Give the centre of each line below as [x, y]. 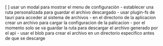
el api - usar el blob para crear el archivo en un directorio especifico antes [80, 33]
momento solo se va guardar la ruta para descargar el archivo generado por [81, 28]
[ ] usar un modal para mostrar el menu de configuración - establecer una [79, 7]
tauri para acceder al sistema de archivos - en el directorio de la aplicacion [81, 17]
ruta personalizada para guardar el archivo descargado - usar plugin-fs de [80, 12]
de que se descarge [25, 38]
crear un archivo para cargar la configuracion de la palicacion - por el [75, 23]
